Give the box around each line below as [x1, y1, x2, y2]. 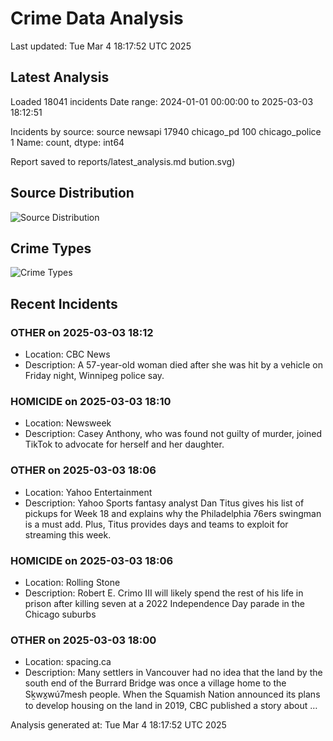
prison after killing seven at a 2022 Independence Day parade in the [24, 597, 305, 609]
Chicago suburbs [24, 608, 97, 620]
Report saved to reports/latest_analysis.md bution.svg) [10, 155, 236, 167]
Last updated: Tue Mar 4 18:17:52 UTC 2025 [10, 40, 192, 52]
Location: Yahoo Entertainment [24, 486, 153, 498]
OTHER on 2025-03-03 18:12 [10, 325, 154, 339]
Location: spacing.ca [24, 656, 112, 668]
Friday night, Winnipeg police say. [24, 370, 165, 382]
